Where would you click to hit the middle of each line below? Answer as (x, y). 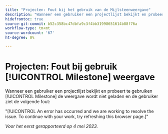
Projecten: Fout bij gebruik (61, 67)
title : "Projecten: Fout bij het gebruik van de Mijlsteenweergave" (78, 10)
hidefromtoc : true (24, 19)
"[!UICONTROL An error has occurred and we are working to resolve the (79, 111)
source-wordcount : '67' (30, 33)
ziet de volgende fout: (28, 101)
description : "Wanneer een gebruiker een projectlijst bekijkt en (76, 14)
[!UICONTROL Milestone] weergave (80, 77)
